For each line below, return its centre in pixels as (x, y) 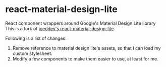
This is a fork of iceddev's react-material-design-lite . (60, 28)
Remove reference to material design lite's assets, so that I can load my (87, 48)
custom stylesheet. (32, 53)
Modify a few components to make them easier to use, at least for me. (85, 58)
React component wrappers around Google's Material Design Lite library (80, 23)
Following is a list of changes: (36, 38)
